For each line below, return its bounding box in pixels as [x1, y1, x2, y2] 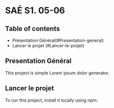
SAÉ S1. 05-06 [5, 5, 65, 16]
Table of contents [5, 25, 60, 33]
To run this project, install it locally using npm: [5, 97, 98, 103]
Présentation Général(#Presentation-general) [12, 37, 104, 43]
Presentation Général [5, 57, 72, 65]
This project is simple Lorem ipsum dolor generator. [5, 70, 110, 76]
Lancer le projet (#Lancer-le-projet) [12, 43, 85, 49]
